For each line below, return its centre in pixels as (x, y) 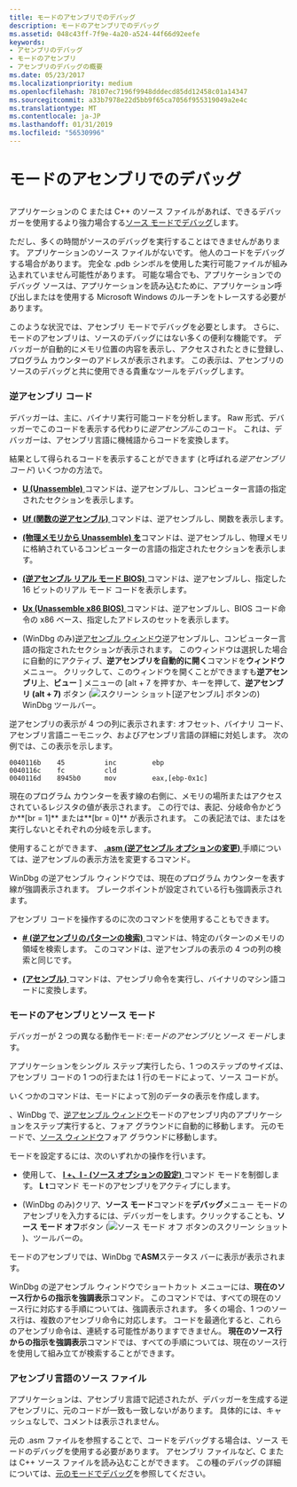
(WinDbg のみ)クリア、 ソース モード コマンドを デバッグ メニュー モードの (155, 1205)
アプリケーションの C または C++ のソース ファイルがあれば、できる (134, 212)
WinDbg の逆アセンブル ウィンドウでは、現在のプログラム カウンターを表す (147, 877)
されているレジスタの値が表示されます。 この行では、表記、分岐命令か (138, 806)
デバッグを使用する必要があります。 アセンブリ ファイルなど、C (149, 1452)
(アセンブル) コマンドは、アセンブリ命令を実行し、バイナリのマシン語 (150, 979)
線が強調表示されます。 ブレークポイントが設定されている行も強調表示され (146, 889)
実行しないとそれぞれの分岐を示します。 (83, 829)
